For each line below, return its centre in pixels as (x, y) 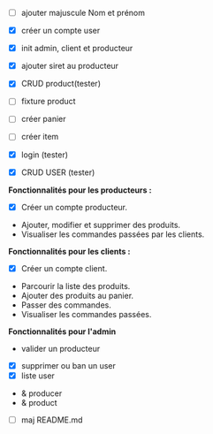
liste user (38, 376)
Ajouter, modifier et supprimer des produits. (101, 225)
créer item (40, 137)
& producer (42, 393)
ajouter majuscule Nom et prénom (83, 13)
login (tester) (44, 155)
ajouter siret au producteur (70, 66)
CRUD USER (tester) (58, 172)
